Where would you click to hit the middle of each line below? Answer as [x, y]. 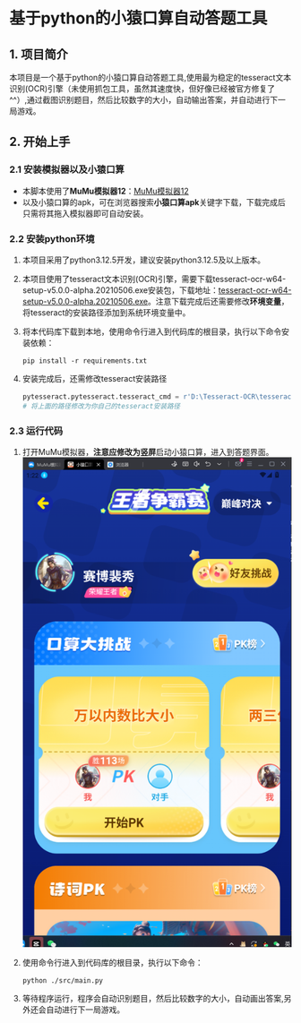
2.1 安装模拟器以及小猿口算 [67, 169]
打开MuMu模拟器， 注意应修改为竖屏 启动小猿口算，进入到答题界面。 [148, 452]
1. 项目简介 [39, 54]
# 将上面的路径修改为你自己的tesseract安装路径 [101, 406]
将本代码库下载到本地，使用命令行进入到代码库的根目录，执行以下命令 [152, 331]
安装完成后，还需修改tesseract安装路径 [95, 378]
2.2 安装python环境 [52, 238]
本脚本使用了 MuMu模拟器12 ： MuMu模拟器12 [106, 191]
